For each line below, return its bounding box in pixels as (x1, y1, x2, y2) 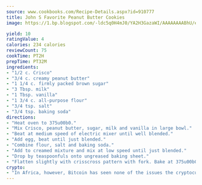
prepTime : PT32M (6, 58, 47, 65)
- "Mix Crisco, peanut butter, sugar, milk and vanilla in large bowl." (6, 125, 192, 132)
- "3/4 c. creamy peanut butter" (6, 75, 90, 81)
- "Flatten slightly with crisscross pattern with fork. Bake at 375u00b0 (6, 159, 198, 165)
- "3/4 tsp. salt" (6, 103, 52, 109)
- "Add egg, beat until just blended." (6, 137, 106, 142)
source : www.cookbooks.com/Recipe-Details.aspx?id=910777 (6, 8, 155, 15)
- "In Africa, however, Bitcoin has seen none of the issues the (6, 170, 173, 176)
